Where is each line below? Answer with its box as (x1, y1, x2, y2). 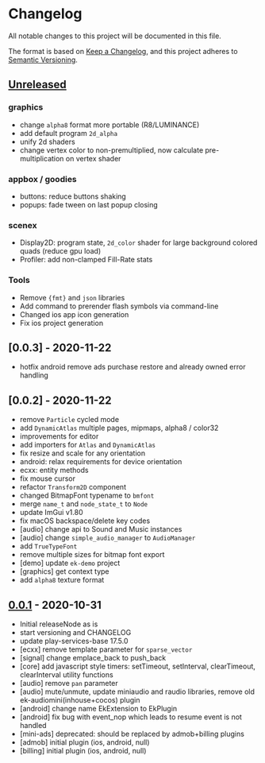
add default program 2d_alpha (19, 128, 117, 137)
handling (19, 370, 49, 380)
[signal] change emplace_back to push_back (19, 653, 167, 662)
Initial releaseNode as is (19, 619, 98, 629)
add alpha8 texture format (19, 575, 105, 585)
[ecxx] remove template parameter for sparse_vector (19, 645, 193, 654)
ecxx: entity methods (19, 466, 89, 475)
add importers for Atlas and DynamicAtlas (19, 440, 156, 450)
